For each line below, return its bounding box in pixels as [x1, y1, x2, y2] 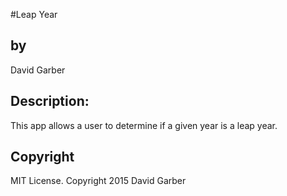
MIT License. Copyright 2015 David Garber [10, 175, 187, 187]
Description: [10, 93, 90, 110]
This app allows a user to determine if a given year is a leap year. [10, 119, 278, 131]
